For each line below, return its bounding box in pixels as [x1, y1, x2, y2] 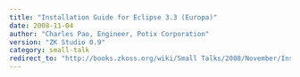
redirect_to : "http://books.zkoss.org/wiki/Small [9, 54, 198, 63]
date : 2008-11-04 [9, 21, 74, 30]
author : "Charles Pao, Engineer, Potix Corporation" [9, 29, 210, 38]
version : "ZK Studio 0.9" [9, 37, 105, 47]
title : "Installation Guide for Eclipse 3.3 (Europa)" [9, 12, 218, 22]
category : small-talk [9, 46, 90, 55]
